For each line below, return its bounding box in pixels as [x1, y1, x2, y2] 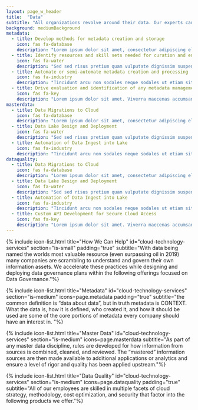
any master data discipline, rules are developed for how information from [6, 342, 183, 349]
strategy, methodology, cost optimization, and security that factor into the [6, 391, 185, 398]
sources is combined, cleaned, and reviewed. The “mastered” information [6, 348, 185, 355]
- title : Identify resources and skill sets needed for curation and [11, 52, 186, 58]
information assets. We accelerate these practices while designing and [6, 263, 178, 270]
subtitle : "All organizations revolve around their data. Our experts [6, 19, 183, 25]
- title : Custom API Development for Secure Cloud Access [11, 211, 157, 217]
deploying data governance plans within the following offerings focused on [6, 269, 188, 276]
